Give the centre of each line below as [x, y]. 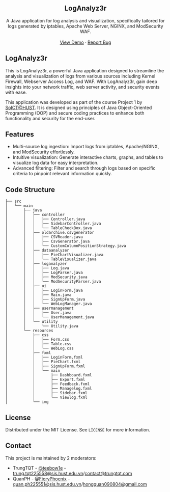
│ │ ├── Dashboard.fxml [49, 375]
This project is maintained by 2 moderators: [51, 458]
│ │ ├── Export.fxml [45, 380]
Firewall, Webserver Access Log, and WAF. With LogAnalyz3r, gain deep [81, 81]
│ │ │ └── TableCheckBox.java [49, 228]
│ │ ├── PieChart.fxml [43, 362]
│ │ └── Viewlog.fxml [46, 398]
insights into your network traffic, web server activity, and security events [82, 87]
